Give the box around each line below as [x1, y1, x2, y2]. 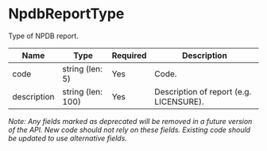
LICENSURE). [154, 96, 204, 107]
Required [111, 49, 147, 60]
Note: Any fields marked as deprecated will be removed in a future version [8, 116, 253, 126]
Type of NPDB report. [8, 31, 79, 41]
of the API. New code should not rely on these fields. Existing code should [8, 125, 251, 134]
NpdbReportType [8, 5, 125, 23]
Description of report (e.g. [154, 86, 252, 97]
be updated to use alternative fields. [8, 133, 127, 143]
